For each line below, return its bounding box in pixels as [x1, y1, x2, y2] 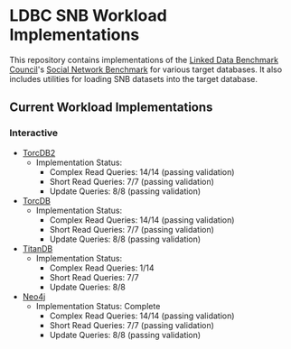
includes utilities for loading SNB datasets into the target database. [9, 73, 258, 84]
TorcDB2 [22, 147, 56, 158]
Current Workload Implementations [9, 100, 213, 115]
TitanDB [22, 243, 53, 253]
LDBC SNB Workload [9, 5, 167, 26]
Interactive [9, 127, 59, 140]
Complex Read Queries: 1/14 [49, 262, 155, 273]
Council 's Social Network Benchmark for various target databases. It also [9, 64, 283, 75]
